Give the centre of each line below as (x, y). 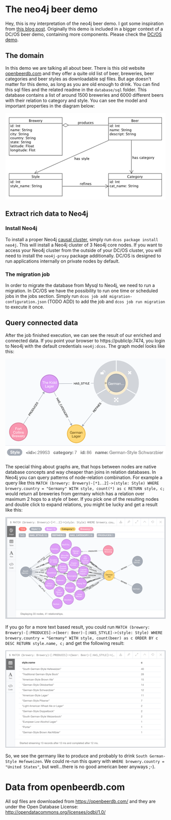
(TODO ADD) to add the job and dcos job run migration (106, 301)
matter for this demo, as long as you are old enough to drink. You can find (82, 84)
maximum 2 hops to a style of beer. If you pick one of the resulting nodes (82, 499)
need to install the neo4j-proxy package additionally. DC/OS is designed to (83, 256)
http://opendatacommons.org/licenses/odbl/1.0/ (55, 812)
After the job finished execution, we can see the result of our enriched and (83, 335)
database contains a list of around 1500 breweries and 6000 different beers (84, 95)
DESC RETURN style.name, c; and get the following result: (65, 643)
